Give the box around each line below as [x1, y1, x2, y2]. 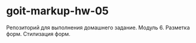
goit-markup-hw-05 [6, 4, 109, 18]
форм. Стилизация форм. [6, 30, 71, 37]
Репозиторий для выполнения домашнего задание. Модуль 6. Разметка [6, 24, 190, 31]
